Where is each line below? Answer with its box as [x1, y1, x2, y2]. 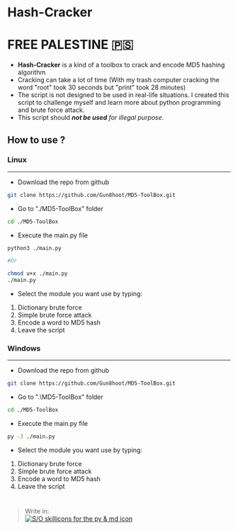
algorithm [17, 68, 46, 77]
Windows [7, 343, 41, 353]
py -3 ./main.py [7, 433, 55, 440]
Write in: [24, 507, 50, 516]
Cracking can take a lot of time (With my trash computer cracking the [17, 76, 220, 84]
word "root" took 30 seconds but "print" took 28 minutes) [17, 83, 186, 92]
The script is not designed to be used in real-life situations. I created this [17, 91, 229, 99]
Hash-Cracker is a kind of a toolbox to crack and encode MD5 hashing [17, 61, 225, 69]
